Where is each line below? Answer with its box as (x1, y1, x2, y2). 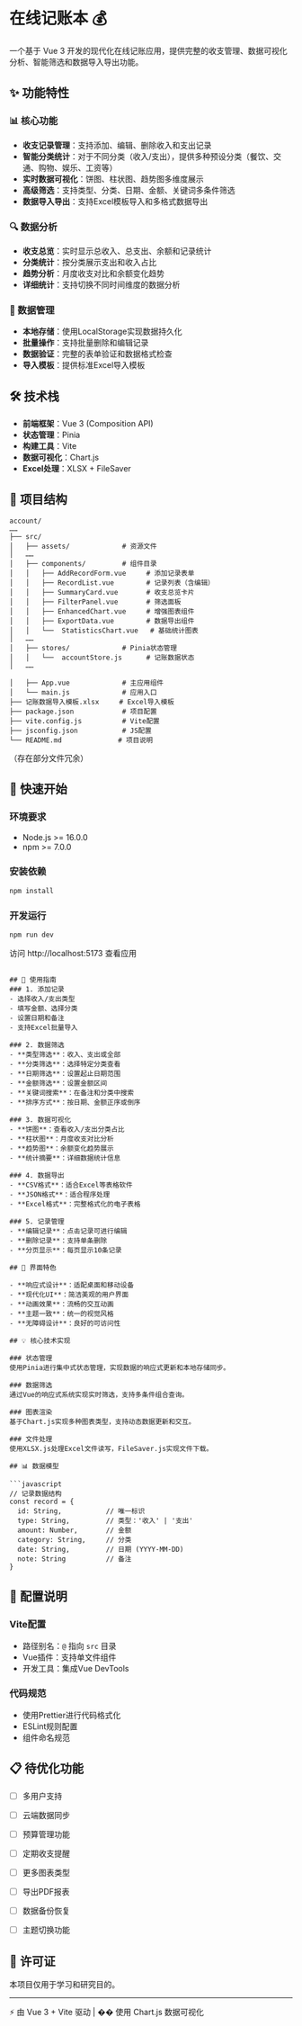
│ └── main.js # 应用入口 (9, 687, 157, 697)
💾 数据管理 (9, 303, 56, 316)
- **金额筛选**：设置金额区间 (9, 1079, 108, 1088)
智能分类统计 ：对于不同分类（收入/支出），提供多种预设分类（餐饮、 (22, 150, 274, 162)
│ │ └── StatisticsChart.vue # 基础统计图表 (9, 626, 200, 635)
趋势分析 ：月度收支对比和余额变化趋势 (22, 267, 164, 279)
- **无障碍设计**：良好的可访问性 (9, 1319, 121, 1328)
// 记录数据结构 (9, 1489, 62, 1498)
